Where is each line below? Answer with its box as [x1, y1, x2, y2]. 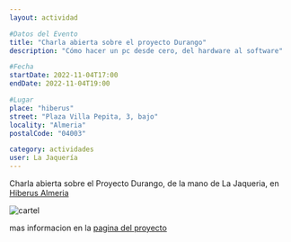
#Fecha [9, 62, 34, 72]
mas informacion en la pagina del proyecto [9, 222, 168, 233]
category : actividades [9, 145, 94, 154]
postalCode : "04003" [9, 129, 87, 138]
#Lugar [9, 95, 34, 104]
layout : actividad [9, 13, 78, 22]
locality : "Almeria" [9, 121, 87, 130]
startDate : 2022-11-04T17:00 [9, 71, 119, 80]
